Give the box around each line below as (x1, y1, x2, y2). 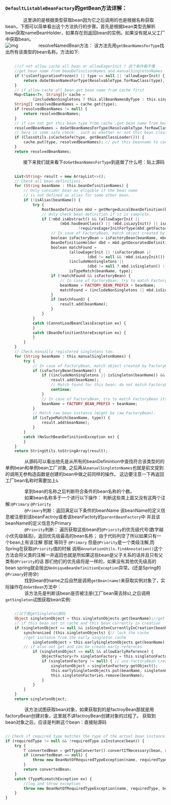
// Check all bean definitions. (14, 178, 83, 184)
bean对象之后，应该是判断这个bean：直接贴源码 (5, 719, 107, 725)
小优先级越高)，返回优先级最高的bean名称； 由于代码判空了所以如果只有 (5, 533, 157, 539)
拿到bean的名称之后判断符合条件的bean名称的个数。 (24, 488, 135, 495)
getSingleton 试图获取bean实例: (5, 597, 71, 603)
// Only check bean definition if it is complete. (41, 211, 152, 217)
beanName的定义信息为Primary (5, 520, 72, 526)
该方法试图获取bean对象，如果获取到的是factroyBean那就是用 (24, 706, 154, 712)
